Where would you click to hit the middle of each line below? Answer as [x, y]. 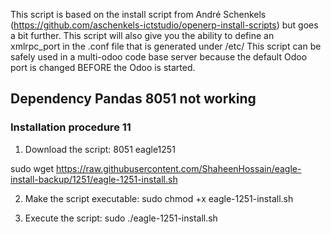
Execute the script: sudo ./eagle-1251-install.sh [121, 218]
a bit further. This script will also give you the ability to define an [142, 35]
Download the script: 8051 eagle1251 [100, 149]
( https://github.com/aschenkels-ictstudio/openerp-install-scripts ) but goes [164, 25]
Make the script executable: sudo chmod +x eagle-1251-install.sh [159, 198]
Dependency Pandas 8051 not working [133, 99]
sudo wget [32, 168]
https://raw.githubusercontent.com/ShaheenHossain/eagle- [179, 168]
